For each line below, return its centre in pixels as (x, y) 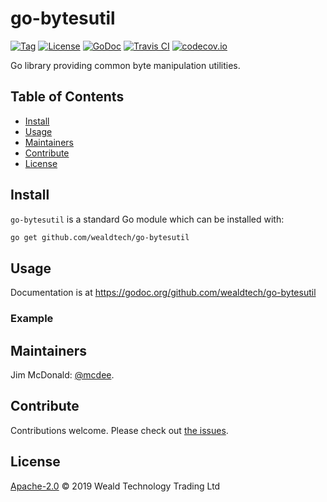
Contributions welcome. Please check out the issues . (119, 430)
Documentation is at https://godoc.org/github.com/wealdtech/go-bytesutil (163, 293)
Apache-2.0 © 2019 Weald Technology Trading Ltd (115, 486)
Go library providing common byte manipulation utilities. (125, 65)
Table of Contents (67, 97)
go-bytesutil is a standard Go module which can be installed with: (147, 219)
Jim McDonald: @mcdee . (62, 374)
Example (32, 319)
